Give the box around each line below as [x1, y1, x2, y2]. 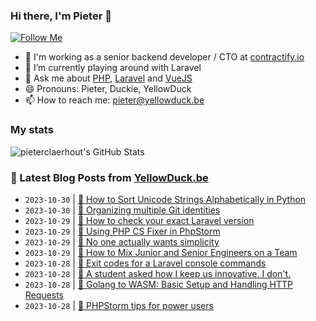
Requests [24, 289, 64, 301]
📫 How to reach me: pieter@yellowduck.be [24, 94, 205, 106]
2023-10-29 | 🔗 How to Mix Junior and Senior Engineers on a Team [24, 246, 298, 258]
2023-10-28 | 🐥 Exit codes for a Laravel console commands [24, 257, 267, 269]
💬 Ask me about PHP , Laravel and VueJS [24, 72, 193, 84]
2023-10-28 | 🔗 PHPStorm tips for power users [24, 299, 214, 311]
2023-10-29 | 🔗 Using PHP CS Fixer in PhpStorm [24, 225, 221, 237]
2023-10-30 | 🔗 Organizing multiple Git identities [24, 204, 221, 216]
